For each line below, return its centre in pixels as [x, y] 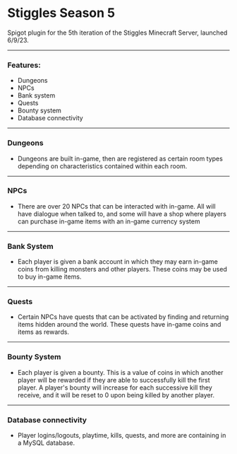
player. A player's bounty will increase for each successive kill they [115, 388]
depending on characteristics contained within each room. [102, 166]
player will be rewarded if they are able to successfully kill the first [114, 380]
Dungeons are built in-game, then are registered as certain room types [120, 158]
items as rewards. [43, 332]
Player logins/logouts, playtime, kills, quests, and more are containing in [122, 436]
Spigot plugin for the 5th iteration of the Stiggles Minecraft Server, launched [117, 33]
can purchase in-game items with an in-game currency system [109, 221]
